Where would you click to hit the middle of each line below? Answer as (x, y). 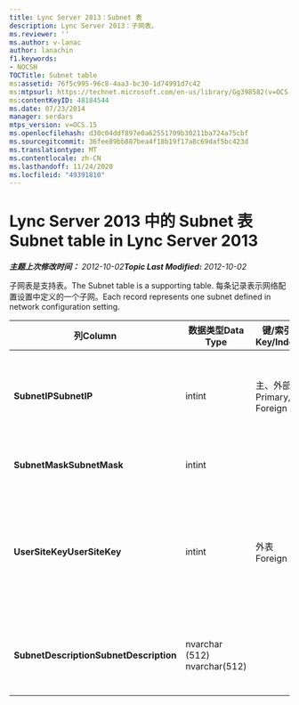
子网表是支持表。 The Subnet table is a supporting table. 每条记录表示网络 (144, 286)
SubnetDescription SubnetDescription (95, 655)
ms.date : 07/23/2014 (48, 109)
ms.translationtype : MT (53, 150)
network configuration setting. (65, 307)
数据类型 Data (216, 330)
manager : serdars (41, 117)
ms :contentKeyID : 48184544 (59, 100)
